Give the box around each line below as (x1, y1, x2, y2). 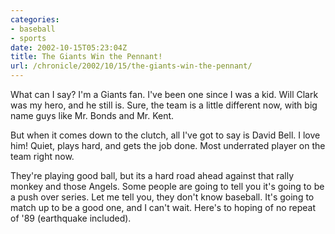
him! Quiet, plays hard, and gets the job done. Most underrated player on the (10, 140, 326, 151)
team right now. (10, 151, 75, 162)
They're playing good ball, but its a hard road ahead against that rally (10, 170, 295, 181)
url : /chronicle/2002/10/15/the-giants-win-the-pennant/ (10, 61, 253, 71)
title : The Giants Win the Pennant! (10, 52, 163, 62)
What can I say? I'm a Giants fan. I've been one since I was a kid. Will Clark (10, 89, 319, 100)
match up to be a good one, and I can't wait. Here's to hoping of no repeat (10, 202, 317, 213)
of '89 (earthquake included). (10, 212, 132, 224)
